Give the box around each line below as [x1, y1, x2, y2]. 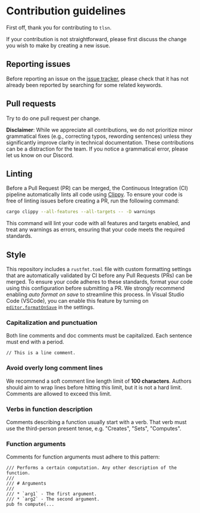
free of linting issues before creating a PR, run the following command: [6, 197, 180, 204]
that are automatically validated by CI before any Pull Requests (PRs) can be [6, 272, 193, 279]
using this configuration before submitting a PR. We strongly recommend [6, 285, 185, 292]
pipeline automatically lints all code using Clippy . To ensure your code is [6, 191, 183, 198]
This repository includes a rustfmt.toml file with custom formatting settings [6, 266, 192, 273]
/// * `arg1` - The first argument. [6, 491, 97, 497]
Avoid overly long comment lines [6, 364, 103, 372]
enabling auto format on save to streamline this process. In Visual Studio [6, 291, 185, 298]
